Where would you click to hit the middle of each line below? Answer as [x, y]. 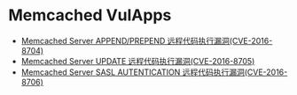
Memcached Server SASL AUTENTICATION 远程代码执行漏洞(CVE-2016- [154, 72]
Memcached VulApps [90, 15]
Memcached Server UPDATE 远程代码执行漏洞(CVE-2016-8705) [138, 61]
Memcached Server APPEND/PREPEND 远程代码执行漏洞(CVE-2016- [147, 40]
